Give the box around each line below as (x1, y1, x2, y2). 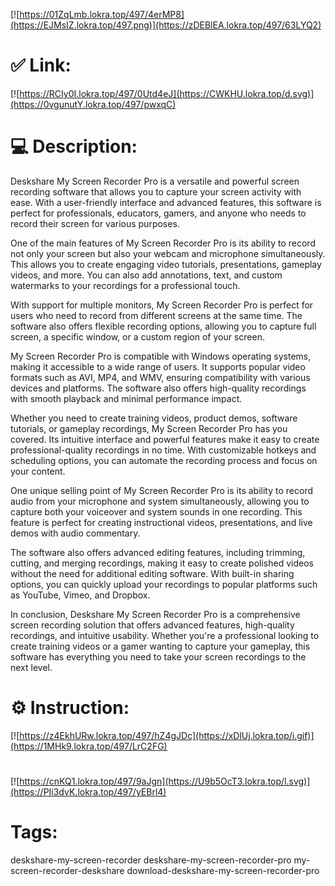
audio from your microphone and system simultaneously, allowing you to (10, 495, 310, 507)
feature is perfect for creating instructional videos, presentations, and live (10, 516, 313, 528)
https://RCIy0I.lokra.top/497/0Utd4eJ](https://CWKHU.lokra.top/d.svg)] (19, 87, 315, 99)
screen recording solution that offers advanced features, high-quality (10, 619, 295, 631)
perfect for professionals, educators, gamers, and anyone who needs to (10, 207, 307, 219)
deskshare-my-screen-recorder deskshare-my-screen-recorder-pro (10, 854, 292, 866)
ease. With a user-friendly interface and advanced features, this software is (10, 196, 322, 208)
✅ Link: (10, 54, 72, 77)
